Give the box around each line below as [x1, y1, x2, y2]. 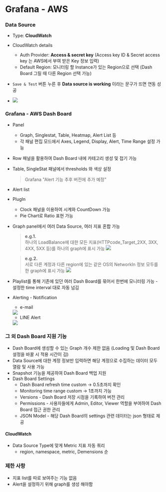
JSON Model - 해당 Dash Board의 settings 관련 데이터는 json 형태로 [19, 413, 155, 419]
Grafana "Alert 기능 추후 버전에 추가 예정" [24, 176, 107, 182]
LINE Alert [19, 314, 41, 320]
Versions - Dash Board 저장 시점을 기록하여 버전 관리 [19, 394, 125, 400]
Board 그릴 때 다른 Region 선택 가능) [19, 70, 92, 76]
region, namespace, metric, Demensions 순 [19, 449, 109, 455]
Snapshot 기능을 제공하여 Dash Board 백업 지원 [12, 370, 107, 376]
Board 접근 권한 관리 [19, 407, 60, 413]
